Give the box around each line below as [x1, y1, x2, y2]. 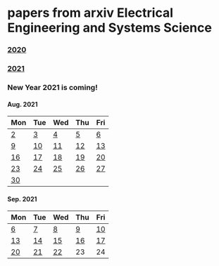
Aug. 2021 [7, 100, 38, 108]
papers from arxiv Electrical [7, 5, 174, 21]
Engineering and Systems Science [7, 20, 213, 36]
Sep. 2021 [7, 194, 37, 203]
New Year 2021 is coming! [7, 82, 98, 92]
